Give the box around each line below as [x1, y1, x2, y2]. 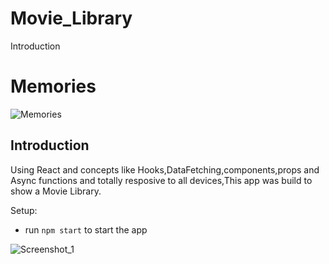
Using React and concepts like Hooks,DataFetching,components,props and [10, 163, 320, 176]
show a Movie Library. [10, 185, 102, 197]
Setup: [10, 204, 38, 216]
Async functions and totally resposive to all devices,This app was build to [10, 174, 313, 186]
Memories [10, 75, 97, 98]
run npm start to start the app [24, 223, 148, 236]
